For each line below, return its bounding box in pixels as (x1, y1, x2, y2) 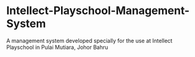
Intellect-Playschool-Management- (6, 4, 190, 18)
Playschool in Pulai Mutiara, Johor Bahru (6, 44, 109, 51)
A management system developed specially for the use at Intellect (6, 37, 173, 44)
